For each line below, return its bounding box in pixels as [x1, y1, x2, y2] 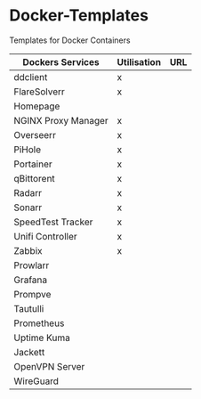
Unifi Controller [13, 230, 77, 242]
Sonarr [13, 201, 43, 214]
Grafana [13, 273, 48, 286]
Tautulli [13, 302, 44, 314]
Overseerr [13, 128, 56, 141]
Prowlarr [13, 259, 50, 272]
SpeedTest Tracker [13, 216, 93, 228]
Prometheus [13, 317, 65, 330]
